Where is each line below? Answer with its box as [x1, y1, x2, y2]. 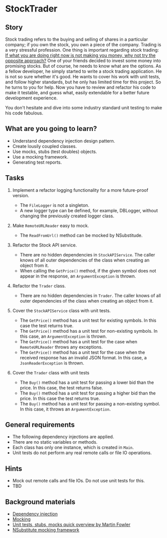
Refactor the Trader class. [12, 283, 66, 289]
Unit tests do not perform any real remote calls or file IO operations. [12, 450, 152, 456]
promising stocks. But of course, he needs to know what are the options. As [5, 63, 161, 69]
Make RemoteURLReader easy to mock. [12, 222, 89, 228]
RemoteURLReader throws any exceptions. [19, 344, 103, 350]
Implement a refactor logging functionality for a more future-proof [12, 187, 148, 193]
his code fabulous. [5, 110, 43, 116]
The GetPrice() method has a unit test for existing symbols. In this [19, 317, 156, 323]
